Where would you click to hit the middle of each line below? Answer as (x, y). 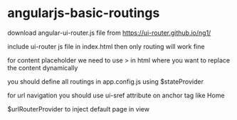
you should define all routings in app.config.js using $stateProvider (106, 81)
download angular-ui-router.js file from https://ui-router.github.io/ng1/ (109, 33)
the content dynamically (43, 67)
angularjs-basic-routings (84, 13)
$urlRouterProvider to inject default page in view (78, 109)
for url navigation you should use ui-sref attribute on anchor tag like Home (116, 95)
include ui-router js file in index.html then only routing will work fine (106, 46)
